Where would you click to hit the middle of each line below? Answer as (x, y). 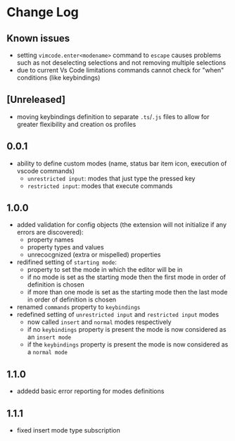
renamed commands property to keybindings (78, 307)
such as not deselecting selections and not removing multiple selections (121, 63)
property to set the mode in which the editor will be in (105, 270)
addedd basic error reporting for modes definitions (90, 391)
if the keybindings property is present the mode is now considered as (128, 344)
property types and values (65, 247)
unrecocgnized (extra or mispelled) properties (94, 255)
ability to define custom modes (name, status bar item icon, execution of (122, 163)
